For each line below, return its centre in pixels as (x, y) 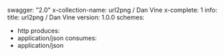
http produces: (39, 31)
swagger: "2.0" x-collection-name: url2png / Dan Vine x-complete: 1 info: (112, 10)
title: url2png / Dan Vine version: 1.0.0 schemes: (76, 17)
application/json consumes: (57, 38)
